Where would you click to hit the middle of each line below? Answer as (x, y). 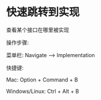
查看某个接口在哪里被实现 (38, 30)
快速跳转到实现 (43, 12)
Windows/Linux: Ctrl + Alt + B (43, 91)
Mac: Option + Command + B (42, 79)
